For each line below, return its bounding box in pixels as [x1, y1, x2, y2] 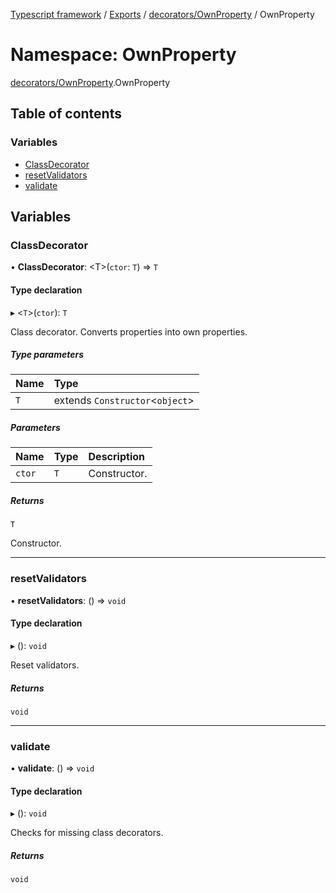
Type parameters [10, 349, 84, 361]
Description [88, 450, 145, 464]
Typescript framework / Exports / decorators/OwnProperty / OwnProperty [10, 9, 315, 20]
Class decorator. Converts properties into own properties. [10, 325, 248, 338]
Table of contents [10, 105, 122, 123]
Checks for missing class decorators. [10, 827, 164, 839]
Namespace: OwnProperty [10, 44, 237, 66]
